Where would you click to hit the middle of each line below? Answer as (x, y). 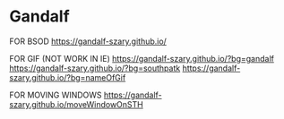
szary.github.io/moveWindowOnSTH (76, 104)
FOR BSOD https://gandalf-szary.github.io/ (88, 41)
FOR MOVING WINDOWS (56, 95)
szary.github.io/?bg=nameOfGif (68, 77)
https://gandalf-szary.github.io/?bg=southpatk (95, 68)
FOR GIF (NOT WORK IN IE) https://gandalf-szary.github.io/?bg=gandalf (142, 58)
